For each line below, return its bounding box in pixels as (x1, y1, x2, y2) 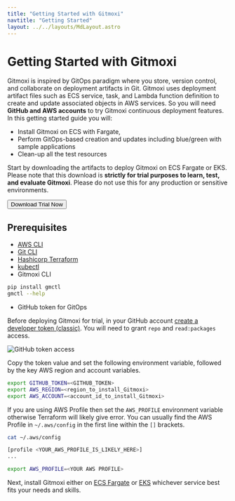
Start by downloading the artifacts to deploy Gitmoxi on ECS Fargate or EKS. (7, 163, 227, 172)
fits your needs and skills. (7, 486, 81, 494)
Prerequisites (7, 222, 67, 234)
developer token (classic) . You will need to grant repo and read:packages (7, 323, 216, 332)
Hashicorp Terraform (17, 255, 79, 264)
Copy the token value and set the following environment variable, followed (7, 359, 222, 367)
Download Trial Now (11, 201, 63, 208)
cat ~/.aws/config (7, 434, 61, 441)
